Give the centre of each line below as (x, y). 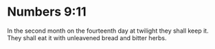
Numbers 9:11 (47, 12)
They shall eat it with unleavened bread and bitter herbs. (87, 37)
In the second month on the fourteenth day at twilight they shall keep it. (108, 31)
